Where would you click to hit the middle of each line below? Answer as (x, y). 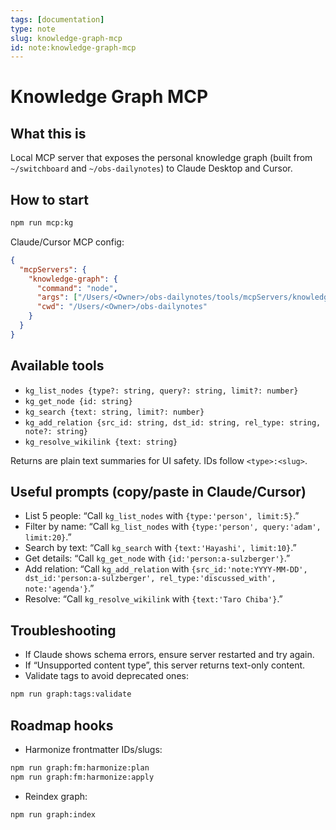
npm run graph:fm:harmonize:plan (80, 767)
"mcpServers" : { (53, 269)
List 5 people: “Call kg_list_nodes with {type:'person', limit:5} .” (162, 516)
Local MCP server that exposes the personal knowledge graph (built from (161, 158)
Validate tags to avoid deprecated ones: (106, 676)
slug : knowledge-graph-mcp (66, 38)
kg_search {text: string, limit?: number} (114, 412)
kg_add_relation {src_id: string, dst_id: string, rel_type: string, (173, 422)
